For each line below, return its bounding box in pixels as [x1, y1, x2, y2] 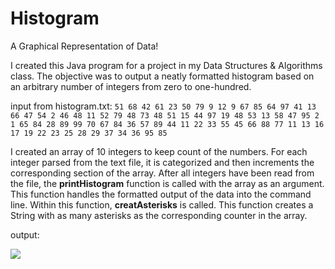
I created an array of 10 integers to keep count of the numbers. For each [10, 145, 308, 157]
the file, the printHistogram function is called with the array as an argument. [10, 177, 325, 189]
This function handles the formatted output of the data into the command [10, 188, 312, 200]
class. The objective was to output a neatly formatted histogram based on [10, 70, 315, 82]
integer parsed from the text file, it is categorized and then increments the [10, 156, 315, 168]
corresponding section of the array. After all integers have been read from [10, 167, 315, 179]
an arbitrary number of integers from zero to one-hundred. [10, 80, 252, 92]
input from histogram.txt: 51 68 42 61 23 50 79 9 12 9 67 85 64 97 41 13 [10, 100, 317, 112]
